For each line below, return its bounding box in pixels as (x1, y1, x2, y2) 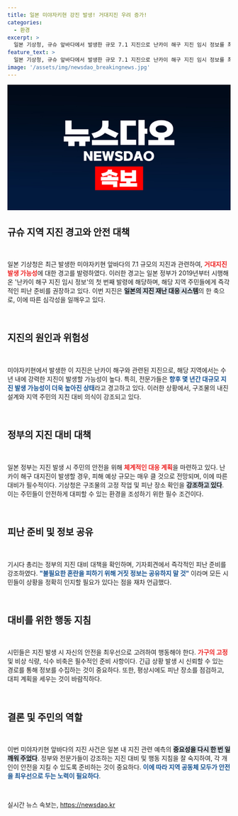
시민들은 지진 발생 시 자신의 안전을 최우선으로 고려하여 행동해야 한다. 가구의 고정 (7, 648, 228, 656)
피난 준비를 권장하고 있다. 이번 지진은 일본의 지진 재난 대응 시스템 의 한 (20, 287, 212, 295)
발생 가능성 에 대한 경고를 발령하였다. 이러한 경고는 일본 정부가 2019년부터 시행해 (7, 269, 229, 277)
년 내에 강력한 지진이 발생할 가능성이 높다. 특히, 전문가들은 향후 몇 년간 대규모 (7, 375, 220, 383)
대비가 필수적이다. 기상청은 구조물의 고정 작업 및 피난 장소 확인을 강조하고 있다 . (7, 480, 225, 489)
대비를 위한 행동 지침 (7, 614, 91, 626)
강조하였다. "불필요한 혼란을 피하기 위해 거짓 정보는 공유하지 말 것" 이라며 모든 (7, 568, 222, 578)
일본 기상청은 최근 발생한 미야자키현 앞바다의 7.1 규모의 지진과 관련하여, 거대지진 (7, 260, 228, 269)
